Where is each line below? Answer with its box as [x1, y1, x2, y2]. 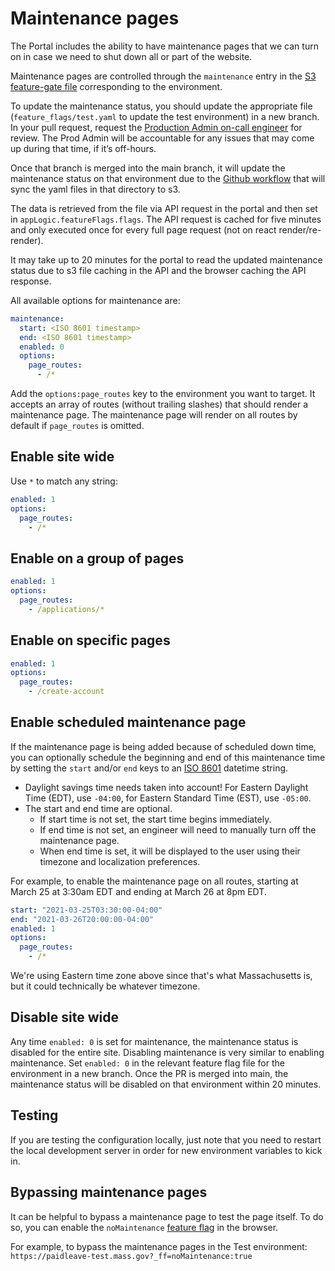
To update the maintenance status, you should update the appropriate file [10, 100, 313, 112]
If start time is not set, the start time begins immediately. [39, 813, 272, 825]
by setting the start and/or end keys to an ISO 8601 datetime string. [10, 762, 289, 774]
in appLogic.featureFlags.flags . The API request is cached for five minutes [10, 213, 322, 225]
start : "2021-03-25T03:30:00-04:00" [10, 905, 163, 915]
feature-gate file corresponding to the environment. [10, 80, 223, 92]
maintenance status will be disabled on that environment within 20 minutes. [10, 1078, 322, 1090]
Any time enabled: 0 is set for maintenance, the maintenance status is [10, 1035, 299, 1047]
